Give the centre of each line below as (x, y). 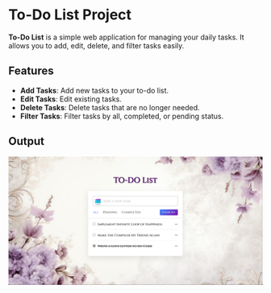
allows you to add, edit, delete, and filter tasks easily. (96, 45)
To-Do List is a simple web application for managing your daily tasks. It (126, 37)
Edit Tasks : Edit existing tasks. (71, 99)
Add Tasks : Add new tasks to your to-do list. (94, 90)
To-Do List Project (70, 15)
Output (26, 141)
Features (31, 71)
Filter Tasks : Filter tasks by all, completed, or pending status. (122, 116)
